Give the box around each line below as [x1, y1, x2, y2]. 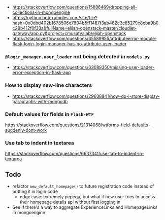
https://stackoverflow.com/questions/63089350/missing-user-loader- [12, 64, 155, 71]
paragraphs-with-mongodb [12, 98, 68, 104]
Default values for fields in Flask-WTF [5, 110, 94, 117]
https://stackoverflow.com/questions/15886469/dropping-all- [12, 4, 137, 10]
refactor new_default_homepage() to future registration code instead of [12, 183, 154, 189]
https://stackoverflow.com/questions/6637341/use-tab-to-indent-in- [5, 150, 144, 157]
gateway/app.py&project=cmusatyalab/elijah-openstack [12, 31, 127, 36]
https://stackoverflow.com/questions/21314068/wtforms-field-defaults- [5, 122, 150, 128]
